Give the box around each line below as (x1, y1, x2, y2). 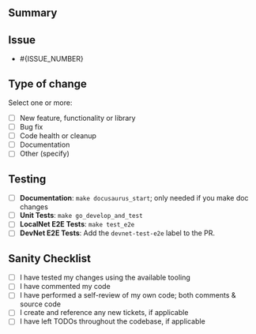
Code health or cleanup (19, 131, 97, 141)
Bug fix (19, 122, 43, 132)
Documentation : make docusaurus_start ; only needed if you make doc (19, 193, 249, 203)
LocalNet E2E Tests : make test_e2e (19, 220, 135, 229)
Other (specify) (19, 149, 70, 159)
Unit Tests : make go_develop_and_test (19, 211, 144, 220)
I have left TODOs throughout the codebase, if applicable (19, 317, 205, 326)
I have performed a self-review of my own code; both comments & (19, 291, 236, 300)
